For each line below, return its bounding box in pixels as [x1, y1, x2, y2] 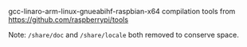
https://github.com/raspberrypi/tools [8, 15, 129, 24]
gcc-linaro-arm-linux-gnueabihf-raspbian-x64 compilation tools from [8, 7, 236, 16]
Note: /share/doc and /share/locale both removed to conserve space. [8, 31, 239, 39]
